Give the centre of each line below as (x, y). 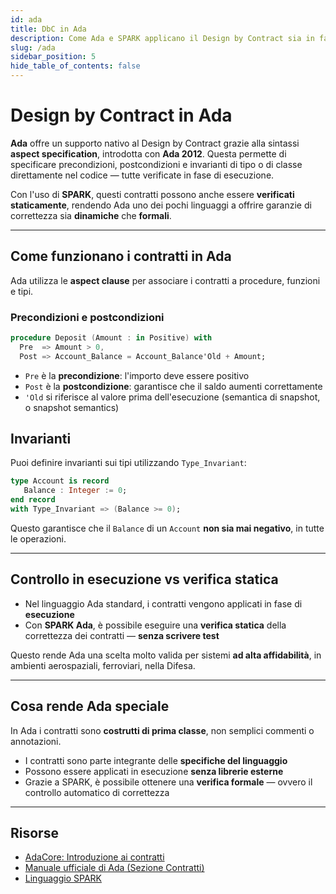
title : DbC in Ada (48, 29)
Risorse (34, 833)
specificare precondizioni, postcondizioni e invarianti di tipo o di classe (156, 164)
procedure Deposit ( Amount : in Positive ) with (111, 338)
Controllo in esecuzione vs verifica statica (144, 579)
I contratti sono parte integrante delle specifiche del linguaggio (156, 760)
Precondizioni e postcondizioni (87, 317)
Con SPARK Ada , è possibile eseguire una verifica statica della (155, 625)
